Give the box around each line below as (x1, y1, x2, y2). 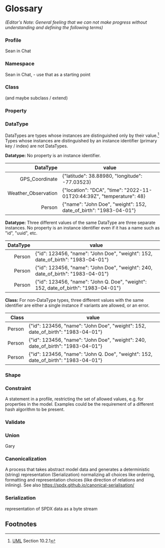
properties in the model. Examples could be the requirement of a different (5, 401, 154, 407)
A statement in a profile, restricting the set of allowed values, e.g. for (5, 396, 144, 402)
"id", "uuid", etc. (5, 230, 38, 236)
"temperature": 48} (101, 193, 146, 199)
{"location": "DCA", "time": (62, 187, 123, 193)
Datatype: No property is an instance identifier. (5, 152, 101, 158)
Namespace (5, 60, 35, 67)
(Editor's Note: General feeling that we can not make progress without (5, 19, 147, 25)
